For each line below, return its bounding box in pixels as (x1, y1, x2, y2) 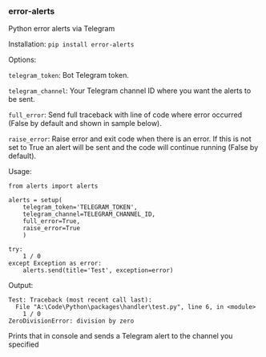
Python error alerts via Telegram (8, 24, 115, 34)
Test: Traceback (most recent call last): (8, 296, 152, 304)
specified (8, 339, 39, 350)
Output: (8, 281, 34, 290)
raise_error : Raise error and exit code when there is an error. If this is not (8, 134, 252, 144)
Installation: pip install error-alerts (8, 39, 135, 49)
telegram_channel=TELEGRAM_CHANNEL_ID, (22, 210, 156, 218)
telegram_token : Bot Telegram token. (8, 71, 130, 80)
